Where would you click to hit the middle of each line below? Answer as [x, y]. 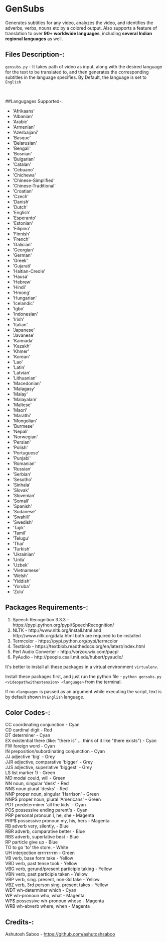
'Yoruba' [21, 586]
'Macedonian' [27, 383]
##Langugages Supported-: [34, 101]
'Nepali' [21, 431]
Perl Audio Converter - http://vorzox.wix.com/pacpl [65, 651]
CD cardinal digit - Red [29, 730]
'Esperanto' [24, 218]
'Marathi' [22, 415]
